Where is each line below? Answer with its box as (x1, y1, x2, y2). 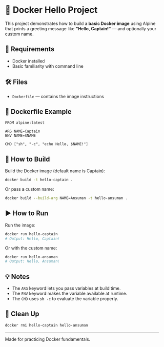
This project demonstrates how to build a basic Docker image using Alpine (5, 20, 156, 26)
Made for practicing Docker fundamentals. (5, 336, 90, 342)
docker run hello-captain (5, 231, 58, 236)
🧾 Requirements (5, 45, 55, 53)
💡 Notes (5, 272, 30, 281)
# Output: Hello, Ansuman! (5, 259, 60, 264)
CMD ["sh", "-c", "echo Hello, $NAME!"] (5, 142, 89, 147)
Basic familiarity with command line (12, 63, 84, 69)
